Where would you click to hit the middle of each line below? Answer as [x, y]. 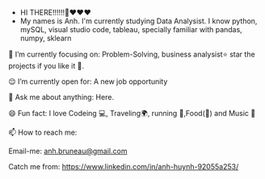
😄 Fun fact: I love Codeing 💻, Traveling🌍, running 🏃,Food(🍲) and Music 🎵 [132, 113]
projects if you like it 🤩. [46, 66]
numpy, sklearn [46, 38]
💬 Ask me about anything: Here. [61, 97]
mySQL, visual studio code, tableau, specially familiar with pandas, [131, 29]
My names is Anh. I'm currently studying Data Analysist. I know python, [139, 21]
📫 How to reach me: [43, 132]
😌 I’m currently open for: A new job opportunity [88, 81]
